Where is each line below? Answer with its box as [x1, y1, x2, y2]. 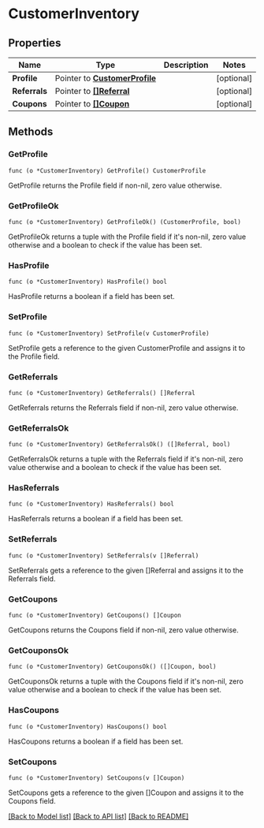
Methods [8, 125, 54, 139]
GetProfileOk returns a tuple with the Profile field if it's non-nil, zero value [8, 232, 247, 241]
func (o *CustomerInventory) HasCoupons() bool [8, 722, 168, 730]
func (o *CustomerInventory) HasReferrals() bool [8, 500, 175, 509]
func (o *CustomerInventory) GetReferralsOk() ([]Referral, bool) [8, 441, 231, 449]
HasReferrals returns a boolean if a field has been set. [8, 514, 184, 524]
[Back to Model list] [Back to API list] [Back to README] [8, 811, 189, 821]
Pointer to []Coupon [54, 99, 130, 109]
